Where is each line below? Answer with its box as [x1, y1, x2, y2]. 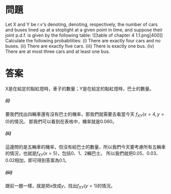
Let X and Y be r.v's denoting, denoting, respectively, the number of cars [5, 21, 158, 27]
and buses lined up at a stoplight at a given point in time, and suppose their [5, 26, 163, 33]
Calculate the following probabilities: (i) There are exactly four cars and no [5, 37, 161, 43]
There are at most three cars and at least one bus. [5, 48, 110, 54]
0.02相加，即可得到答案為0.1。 [5, 157, 70, 163]
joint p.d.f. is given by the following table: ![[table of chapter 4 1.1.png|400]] [5, 32, 163, 38]
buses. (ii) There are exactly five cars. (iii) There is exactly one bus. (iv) [5, 43, 154, 49]
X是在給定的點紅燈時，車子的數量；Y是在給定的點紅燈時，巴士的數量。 [5, 86, 154, 92]
